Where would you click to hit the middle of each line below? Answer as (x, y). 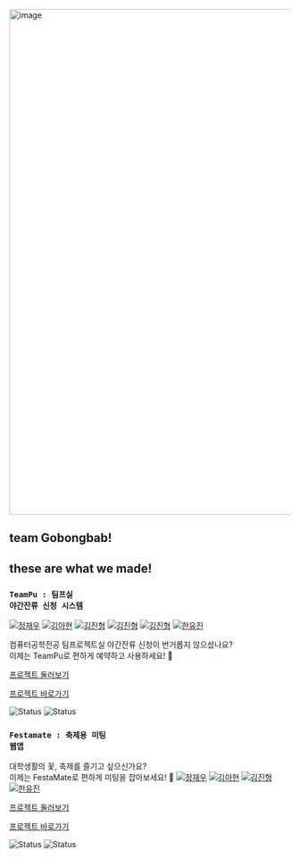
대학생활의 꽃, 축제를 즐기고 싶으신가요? (78, 766)
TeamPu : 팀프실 (41, 594)
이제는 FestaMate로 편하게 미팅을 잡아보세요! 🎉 (92, 778)
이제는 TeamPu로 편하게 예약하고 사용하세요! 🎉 (91, 656)
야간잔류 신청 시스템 (46, 605)
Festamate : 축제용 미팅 (58, 735)
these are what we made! (81, 568)
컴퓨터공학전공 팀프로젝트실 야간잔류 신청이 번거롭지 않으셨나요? (121, 645)
